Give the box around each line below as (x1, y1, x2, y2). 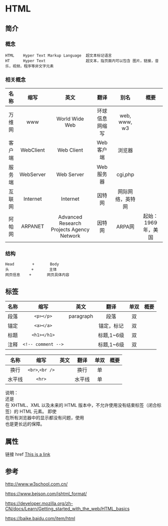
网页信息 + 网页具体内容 (5, 272, 69, 278)
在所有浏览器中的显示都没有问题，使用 (5, 415, 84, 421)
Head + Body (5, 262, 59, 267)
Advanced (58, 214, 82, 221)
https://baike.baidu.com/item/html (5, 515, 75, 521)
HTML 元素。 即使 (19, 408, 56, 414)
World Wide (56, 116, 84, 123)
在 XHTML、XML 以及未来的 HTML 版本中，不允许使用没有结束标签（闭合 (5, 402, 157, 408)
